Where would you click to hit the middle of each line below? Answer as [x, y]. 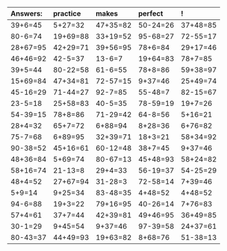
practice [67, 13]
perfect [151, 13]
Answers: [26, 13]
